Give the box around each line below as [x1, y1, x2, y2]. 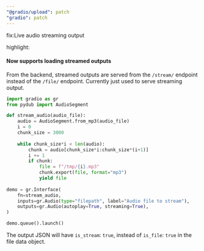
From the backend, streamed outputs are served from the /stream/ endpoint [6, 71, 198, 78]
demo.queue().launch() [6, 220, 64, 227]
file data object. [6, 238, 46, 245]
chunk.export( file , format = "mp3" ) [38, 170, 127, 176]
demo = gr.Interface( [6, 186, 62, 193]
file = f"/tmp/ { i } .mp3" [38, 163, 100, 170]
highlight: [6, 43, 30, 51]
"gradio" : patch [6, 15, 48, 21]
